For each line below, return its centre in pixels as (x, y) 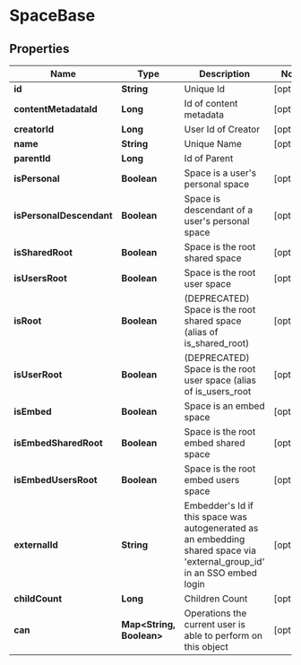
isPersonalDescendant (64, 216)
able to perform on (223, 635)
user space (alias (220, 380)
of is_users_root (218, 391)
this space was (216, 517)
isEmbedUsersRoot (56, 480)
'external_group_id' (224, 561)
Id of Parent (209, 158)
